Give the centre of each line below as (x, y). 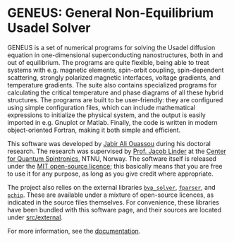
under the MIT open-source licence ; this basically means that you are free (115, 166)
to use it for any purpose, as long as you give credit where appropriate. (110, 174)
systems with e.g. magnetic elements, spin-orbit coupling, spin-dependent (116, 70)
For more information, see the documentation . (74, 231)
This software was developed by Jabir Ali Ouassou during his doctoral (109, 143)
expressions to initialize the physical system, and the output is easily (106, 115)
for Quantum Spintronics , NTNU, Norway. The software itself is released (112, 158)
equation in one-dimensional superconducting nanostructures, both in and (115, 55)
